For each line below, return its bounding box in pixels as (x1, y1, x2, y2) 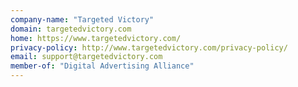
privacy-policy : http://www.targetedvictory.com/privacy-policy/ (10, 42, 288, 53)
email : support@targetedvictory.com (10, 52, 163, 62)
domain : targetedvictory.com (10, 24, 132, 34)
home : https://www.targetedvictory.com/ (10, 33, 182, 43)
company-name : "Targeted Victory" (10, 14, 155, 25)
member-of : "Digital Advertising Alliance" (10, 61, 195, 71)
